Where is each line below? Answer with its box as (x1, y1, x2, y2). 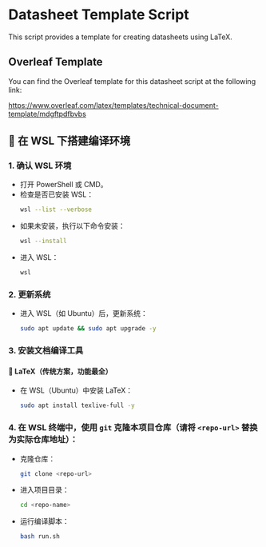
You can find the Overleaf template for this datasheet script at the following (8, 76, 256, 86)
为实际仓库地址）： (8, 434, 78, 445)
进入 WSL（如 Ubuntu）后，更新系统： (19, 309, 148, 318)
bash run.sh (19, 533, 60, 541)
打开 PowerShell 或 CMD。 (19, 180, 108, 190)
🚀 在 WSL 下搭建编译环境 (8, 134, 130, 148)
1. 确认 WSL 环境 (8, 160, 72, 171)
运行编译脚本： (19, 517, 69, 526)
